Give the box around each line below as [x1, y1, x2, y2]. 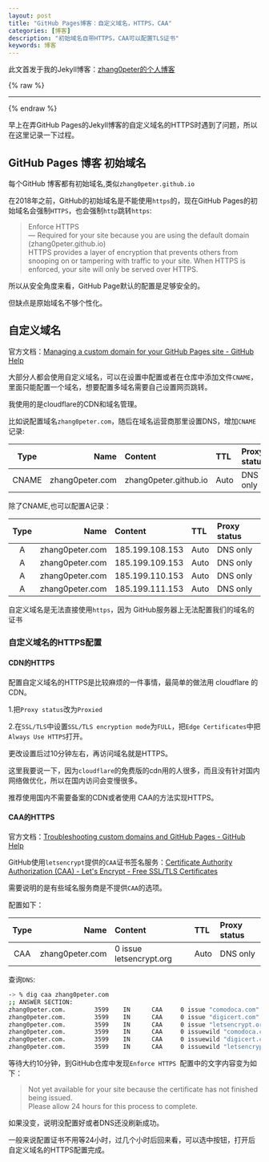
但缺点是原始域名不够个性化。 [8, 298, 106, 307]
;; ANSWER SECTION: [8, 998, 74, 1006]
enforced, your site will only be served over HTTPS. [27, 264, 199, 273]
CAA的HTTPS [8, 812, 55, 822]
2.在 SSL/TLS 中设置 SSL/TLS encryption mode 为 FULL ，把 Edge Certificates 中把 [8, 721, 261, 731]
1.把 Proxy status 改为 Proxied [8, 704, 102, 714]
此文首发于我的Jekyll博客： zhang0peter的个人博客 [8, 65, 175, 75]
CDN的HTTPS [8, 658, 55, 668]
